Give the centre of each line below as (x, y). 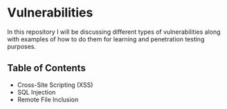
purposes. (22, 46)
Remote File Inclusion (48, 99)
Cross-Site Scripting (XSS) (55, 85)
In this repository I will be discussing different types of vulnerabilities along (114, 32)
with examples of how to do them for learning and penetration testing (106, 39)
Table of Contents (47, 68)
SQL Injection (36, 92)
